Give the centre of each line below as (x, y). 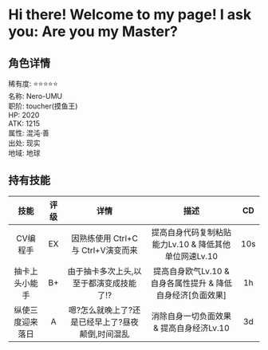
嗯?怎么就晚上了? (100, 310)
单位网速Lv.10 (191, 256)
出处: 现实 (24, 143)
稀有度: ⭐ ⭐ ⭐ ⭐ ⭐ (33, 84)
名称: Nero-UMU (35, 96)
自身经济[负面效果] (191, 295)
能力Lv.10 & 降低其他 (191, 244)
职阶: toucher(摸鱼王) (43, 106)
